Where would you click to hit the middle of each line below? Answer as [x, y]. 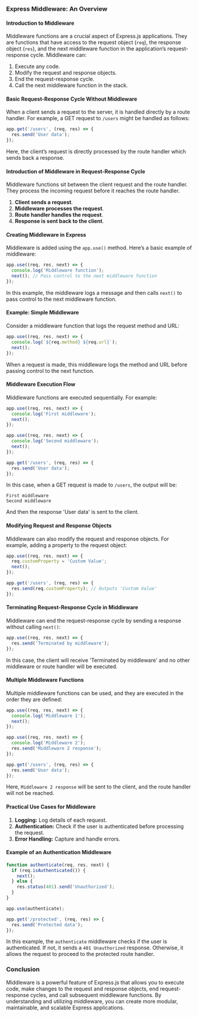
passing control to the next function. [50, 371]
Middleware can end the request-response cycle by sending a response [94, 620]
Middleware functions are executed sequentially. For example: [82, 397]
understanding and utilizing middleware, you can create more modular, [92, 1001]
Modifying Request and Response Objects [59, 525]
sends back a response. [35, 157]
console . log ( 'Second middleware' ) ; [55, 441]
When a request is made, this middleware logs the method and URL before [97, 364]
